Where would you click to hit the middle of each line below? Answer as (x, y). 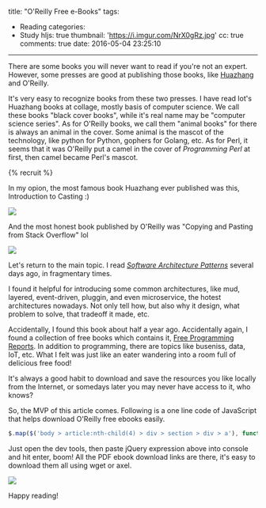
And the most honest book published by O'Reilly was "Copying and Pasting (131, 226)
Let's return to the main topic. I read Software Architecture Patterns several (131, 265)
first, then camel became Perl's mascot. (73, 157)
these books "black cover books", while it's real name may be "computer (127, 115)
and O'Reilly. (29, 83)
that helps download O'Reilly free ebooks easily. (87, 419)
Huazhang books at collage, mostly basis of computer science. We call (124, 107)
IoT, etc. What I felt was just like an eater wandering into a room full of (122, 354)
